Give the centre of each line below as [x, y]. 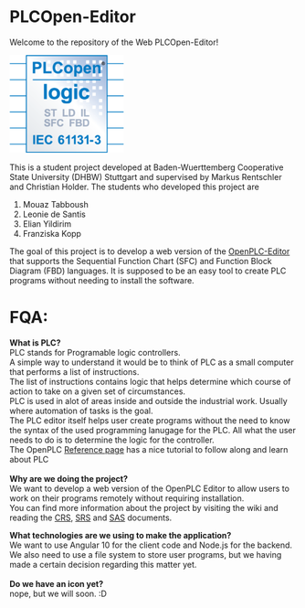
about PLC [29, 460]
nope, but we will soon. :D [58, 594]
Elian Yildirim [47, 224]
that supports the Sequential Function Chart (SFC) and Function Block [141, 261]
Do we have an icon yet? [57, 584]
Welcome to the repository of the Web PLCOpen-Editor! [114, 42]
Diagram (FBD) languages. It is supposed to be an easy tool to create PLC [148, 271]
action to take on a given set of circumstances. [97, 391]
